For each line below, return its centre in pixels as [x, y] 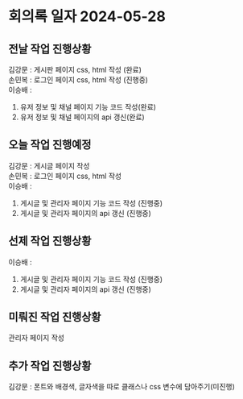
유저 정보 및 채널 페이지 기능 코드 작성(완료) [88, 107]
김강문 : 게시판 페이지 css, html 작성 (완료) [75, 70]
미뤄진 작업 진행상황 [55, 317]
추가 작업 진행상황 [50, 366]
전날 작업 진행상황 [50, 49]
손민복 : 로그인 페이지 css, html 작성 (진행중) [78, 80]
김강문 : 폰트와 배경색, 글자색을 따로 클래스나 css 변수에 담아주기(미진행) [122, 387]
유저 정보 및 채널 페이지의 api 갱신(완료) [82, 117]
